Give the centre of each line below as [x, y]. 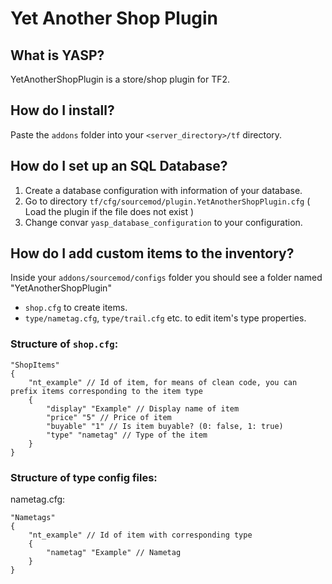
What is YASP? [57, 55]
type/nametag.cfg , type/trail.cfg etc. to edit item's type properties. [165, 318]
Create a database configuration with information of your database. [163, 190]
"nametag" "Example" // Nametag [114, 553]
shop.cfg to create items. [76, 308]
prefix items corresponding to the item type [106, 391]
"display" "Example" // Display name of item [143, 408]
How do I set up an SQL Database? [119, 166]
